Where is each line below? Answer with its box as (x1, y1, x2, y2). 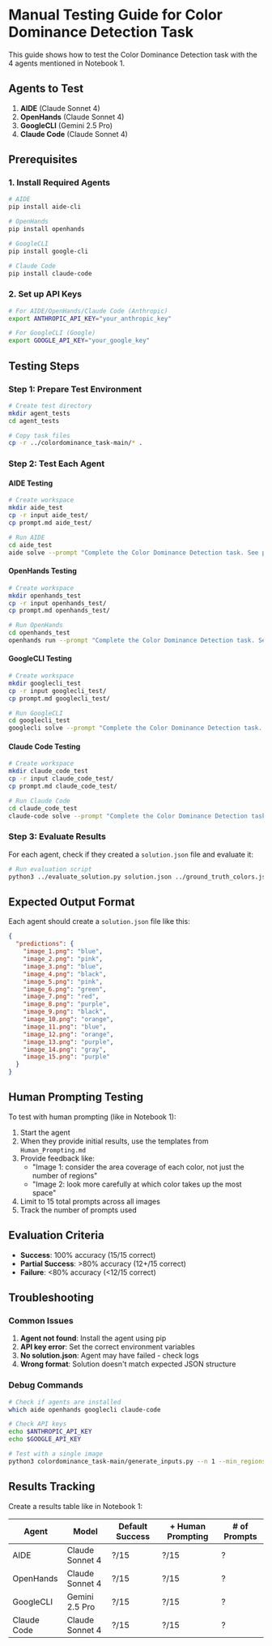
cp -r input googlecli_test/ (8, 686, 107, 695)
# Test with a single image (8, 1450, 104, 1458)
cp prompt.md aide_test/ (8, 519, 92, 528)
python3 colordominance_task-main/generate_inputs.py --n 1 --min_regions (8, 1457, 266, 1465)
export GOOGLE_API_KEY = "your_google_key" (8, 336, 151, 345)
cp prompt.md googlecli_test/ (8, 695, 111, 703)
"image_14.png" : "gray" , (23, 1045, 107, 1054)
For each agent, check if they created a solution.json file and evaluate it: (8, 849, 253, 859)
